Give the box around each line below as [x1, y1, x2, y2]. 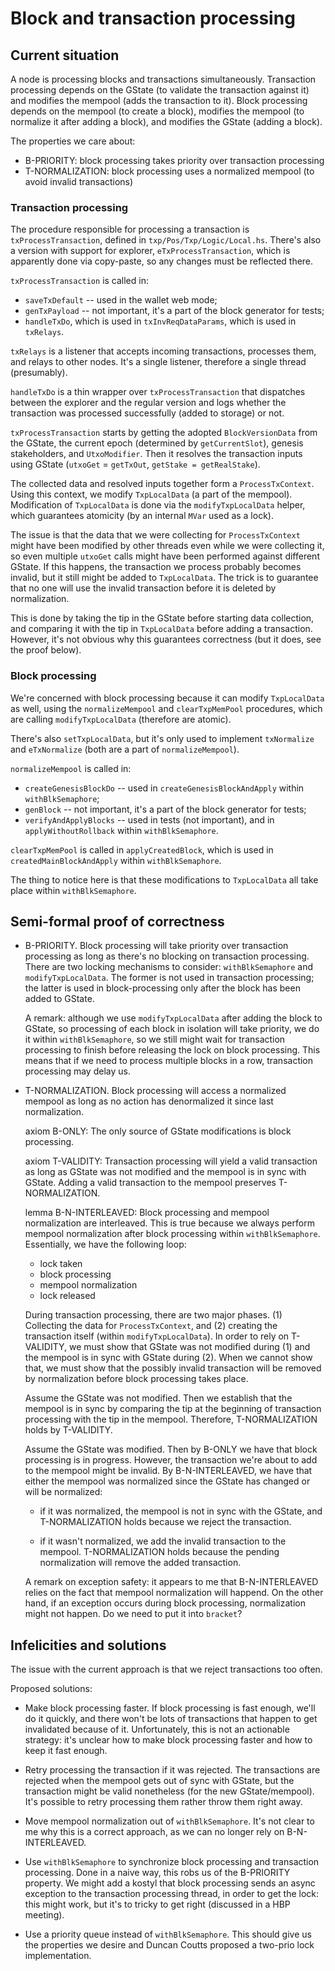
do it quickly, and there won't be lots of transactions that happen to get [24, 1713, 318, 1725]
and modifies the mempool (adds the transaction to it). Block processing [10, 95, 308, 106]
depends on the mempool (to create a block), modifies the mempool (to [10, 105, 305, 117]
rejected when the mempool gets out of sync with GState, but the [24, 1775, 295, 1787]
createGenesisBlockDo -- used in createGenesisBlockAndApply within [24, 782, 305, 794]
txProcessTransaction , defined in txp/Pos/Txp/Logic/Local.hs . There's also [10, 234, 322, 246]
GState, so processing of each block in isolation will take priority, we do [24, 1023, 320, 1035]
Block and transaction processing [10, 7, 296, 30]
